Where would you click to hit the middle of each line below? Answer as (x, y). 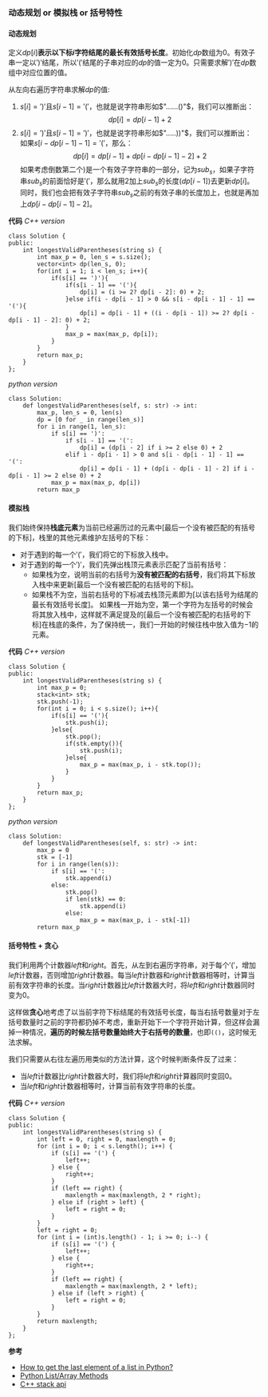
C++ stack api (43, 1384)
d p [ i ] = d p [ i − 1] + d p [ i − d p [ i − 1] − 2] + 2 (140, 156)
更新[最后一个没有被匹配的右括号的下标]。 (128, 584)
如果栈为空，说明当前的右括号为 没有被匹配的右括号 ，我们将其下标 (140, 574)
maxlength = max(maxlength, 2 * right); (133, 1195)
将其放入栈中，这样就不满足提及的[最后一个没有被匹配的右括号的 (138, 614)
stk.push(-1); (60, 702)
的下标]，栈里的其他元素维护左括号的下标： (80, 537)
